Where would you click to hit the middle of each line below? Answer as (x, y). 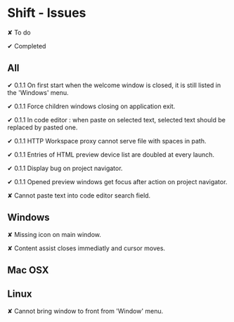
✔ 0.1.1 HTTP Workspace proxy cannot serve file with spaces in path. (107, 141)
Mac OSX (28, 270)
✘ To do (19, 32)
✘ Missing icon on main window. (54, 234)
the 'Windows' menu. (38, 92)
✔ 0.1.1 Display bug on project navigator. (65, 168)
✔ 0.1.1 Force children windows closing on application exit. (91, 106)
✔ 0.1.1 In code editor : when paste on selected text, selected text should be (117, 120)
